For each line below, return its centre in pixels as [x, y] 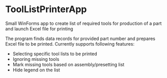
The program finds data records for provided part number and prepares [80, 38]
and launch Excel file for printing [39, 28]
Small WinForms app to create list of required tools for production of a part [83, 23]
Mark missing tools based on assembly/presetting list [68, 64]
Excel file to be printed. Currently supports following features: [70, 44]
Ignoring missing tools [36, 59]
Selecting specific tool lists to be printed [55, 54]
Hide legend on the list [36, 70]
